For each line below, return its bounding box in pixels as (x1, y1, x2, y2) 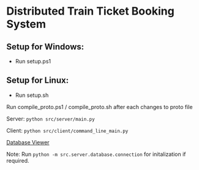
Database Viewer (6, 138, 50, 146)
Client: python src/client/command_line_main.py (6, 127, 129, 134)
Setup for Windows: (6, 41, 84, 52)
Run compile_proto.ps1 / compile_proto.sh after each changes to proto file (6, 103, 193, 110)
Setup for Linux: (6, 75, 69, 86)
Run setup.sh (15, 91, 49, 99)
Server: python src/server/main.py (6, 115, 95, 122)
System (6, 17, 47, 31)
